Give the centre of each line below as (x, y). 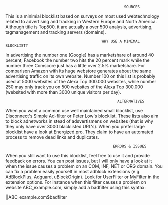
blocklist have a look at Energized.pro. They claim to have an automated (79, 132)
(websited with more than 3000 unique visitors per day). (63, 92)
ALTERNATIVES (131, 101)
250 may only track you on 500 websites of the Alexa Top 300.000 (74, 87)
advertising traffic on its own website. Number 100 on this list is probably (80, 76)
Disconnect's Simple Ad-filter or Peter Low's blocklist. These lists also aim (82, 116)
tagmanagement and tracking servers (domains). (56, 32)
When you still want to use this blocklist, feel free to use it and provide (78, 156)
